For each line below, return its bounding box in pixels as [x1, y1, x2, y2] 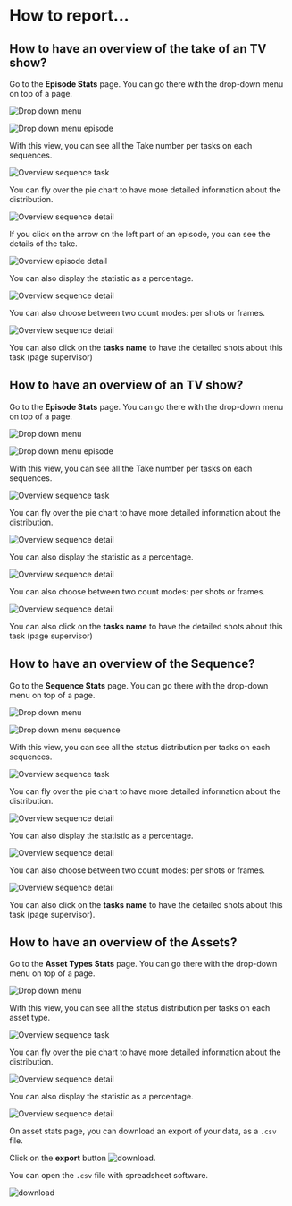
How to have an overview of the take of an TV [9, 41, 267, 56]
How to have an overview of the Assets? [9, 935, 238, 950]
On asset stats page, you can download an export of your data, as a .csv [9, 1125, 277, 1137]
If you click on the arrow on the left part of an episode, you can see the [9, 229, 271, 239]
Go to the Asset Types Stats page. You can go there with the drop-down [9, 959, 278, 970]
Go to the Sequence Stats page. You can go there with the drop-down [9, 680, 269, 690]
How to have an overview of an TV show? [9, 378, 244, 393]
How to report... [9, 5, 129, 26]
